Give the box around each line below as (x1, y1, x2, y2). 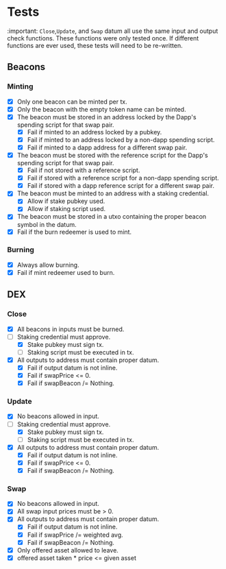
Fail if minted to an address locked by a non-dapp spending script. (27, 135, 215, 144)
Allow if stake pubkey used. (27, 197, 105, 206)
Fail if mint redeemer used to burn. (16, 268, 115, 276)
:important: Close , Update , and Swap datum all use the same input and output (7, 27, 218, 35)
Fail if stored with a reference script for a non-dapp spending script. (27, 174, 219, 182)
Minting (7, 82, 34, 91)
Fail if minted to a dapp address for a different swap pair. (27, 143, 187, 152)
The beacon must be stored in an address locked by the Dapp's (16, 112, 197, 121)
